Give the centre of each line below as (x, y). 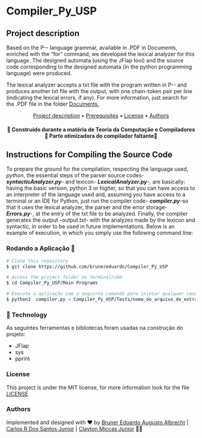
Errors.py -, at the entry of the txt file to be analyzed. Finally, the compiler (97, 214)
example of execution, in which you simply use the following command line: (100, 233)
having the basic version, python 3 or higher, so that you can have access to (101, 188)
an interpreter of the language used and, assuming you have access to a (96, 195)
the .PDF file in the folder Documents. (53, 104)
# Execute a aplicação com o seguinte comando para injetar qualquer (95, 294)
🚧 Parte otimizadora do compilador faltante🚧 (101, 136)
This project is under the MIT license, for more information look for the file (98, 387)
